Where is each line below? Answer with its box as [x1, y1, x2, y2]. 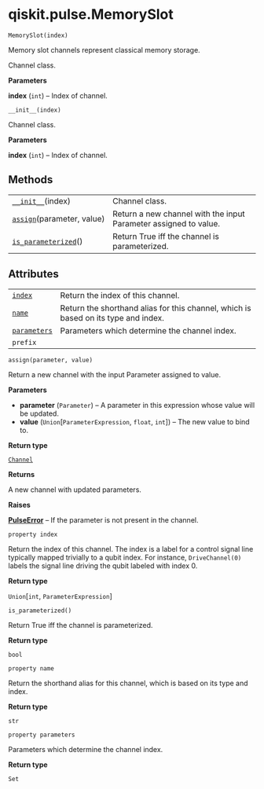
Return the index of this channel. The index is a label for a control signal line [8, 544, 254, 553]
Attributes [8, 267, 59, 281]
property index [8, 530, 58, 538]
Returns [8, 469, 35, 479]
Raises [8, 500, 31, 509]
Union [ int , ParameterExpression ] [8, 591, 112, 600]
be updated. [19, 409, 59, 418]
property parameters [8, 731, 76, 739]
